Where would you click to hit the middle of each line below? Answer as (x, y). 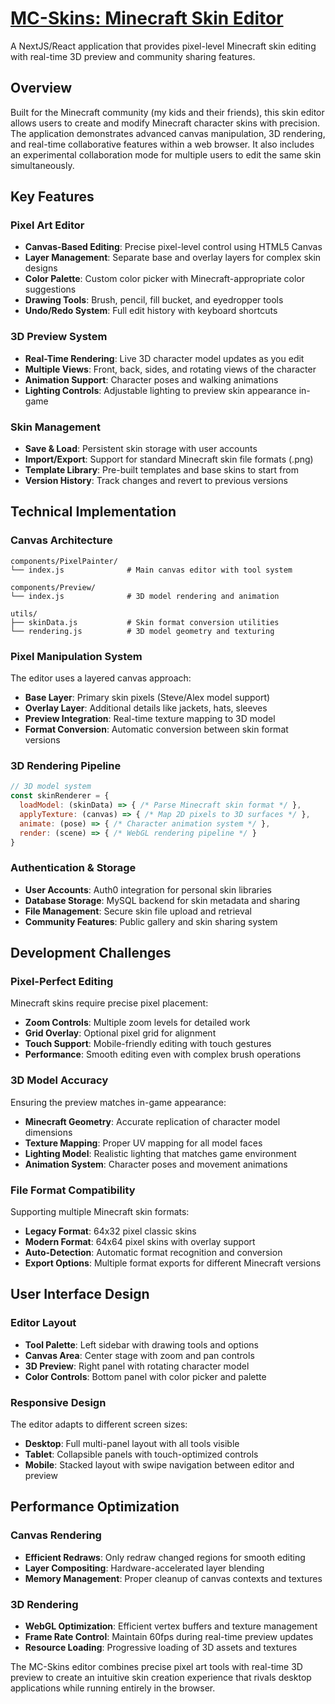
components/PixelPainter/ (64, 561)
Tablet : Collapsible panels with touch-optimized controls (141, 1454)
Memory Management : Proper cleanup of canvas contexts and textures (173, 1578)
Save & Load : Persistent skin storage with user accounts (141, 449)
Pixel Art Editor (47, 225)
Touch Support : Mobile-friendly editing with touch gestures (148, 1044)
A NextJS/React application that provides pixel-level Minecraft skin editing (163, 46)
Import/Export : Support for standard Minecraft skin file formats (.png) (169, 459)
